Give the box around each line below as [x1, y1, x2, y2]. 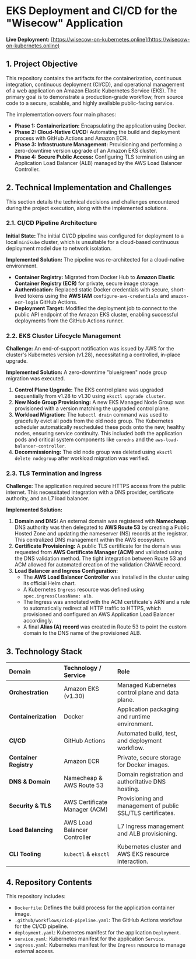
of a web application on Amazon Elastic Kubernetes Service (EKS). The [6, 87, 177, 94]
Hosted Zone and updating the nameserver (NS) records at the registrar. [14, 530, 188, 537]
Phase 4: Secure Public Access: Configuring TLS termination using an [14, 153, 185, 160]
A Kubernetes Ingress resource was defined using [23, 586, 145, 593]
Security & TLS [9, 802, 51, 810]
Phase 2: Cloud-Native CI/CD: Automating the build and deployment [14, 128, 180, 135]
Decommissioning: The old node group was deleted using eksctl [14, 449, 173, 456]
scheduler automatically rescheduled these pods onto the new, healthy [14, 424, 185, 431]
